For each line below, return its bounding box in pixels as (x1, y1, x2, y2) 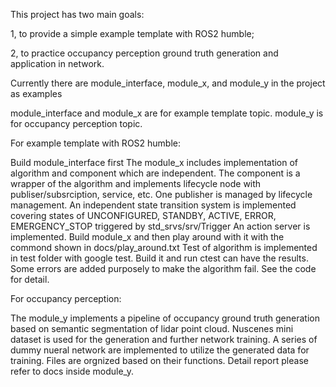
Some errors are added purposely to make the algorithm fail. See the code (10, 263, 317, 274)
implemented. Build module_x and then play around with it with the (10, 231, 285, 243)
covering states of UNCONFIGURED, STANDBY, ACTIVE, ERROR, (10, 210, 277, 221)
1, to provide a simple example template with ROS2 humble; (10, 28, 255, 39)
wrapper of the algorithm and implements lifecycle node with (10, 178, 262, 189)
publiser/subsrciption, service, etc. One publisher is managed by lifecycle (10, 189, 313, 200)
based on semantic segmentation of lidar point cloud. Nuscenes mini (10, 323, 294, 334)
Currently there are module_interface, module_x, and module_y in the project (10, 77, 326, 89)
